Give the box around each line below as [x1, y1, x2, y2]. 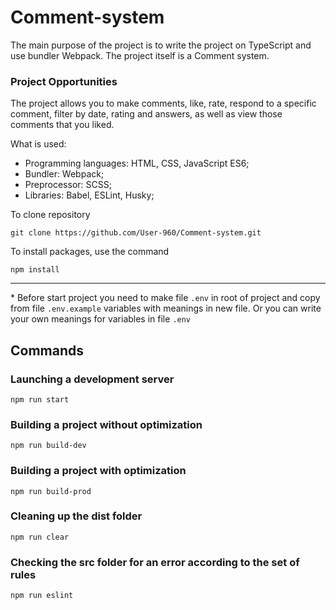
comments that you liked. [10, 119, 115, 131]
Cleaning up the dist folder [10, 509, 143, 523]
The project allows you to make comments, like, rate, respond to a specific [10, 97, 317, 110]
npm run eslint [10, 591, 74, 601]
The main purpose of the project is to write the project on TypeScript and [10, 39, 312, 51]
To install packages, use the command [10, 246, 170, 258]
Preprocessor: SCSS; [24, 179, 112, 191]
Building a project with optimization [10, 464, 187, 478]
